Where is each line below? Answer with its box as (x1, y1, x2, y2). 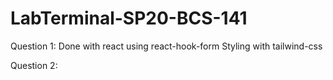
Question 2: (10, 59, 58, 71)
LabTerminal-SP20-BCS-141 (10, 7, 248, 30)
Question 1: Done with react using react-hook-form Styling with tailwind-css (10, 40, 323, 52)
